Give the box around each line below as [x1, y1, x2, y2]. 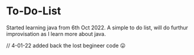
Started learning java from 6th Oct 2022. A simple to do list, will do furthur [6, 24, 189, 31]
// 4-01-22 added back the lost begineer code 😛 [6, 42, 126, 49]
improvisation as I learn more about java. [6, 30, 106, 37]
